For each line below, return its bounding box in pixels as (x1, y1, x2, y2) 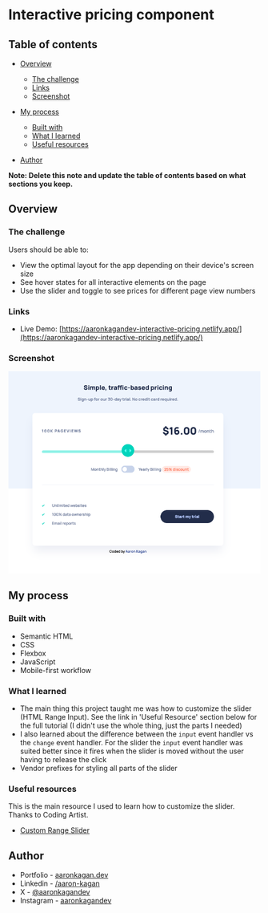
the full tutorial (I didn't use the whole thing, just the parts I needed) (19, 720, 242, 731)
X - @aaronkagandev (19, 887, 90, 897)
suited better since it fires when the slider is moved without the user (19, 746, 244, 756)
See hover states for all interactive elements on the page (19, 277, 206, 286)
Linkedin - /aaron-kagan (19, 879, 100, 888)
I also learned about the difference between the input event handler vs (19, 729, 254, 739)
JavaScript (19, 656, 56, 667)
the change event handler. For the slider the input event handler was (19, 738, 243, 748)
